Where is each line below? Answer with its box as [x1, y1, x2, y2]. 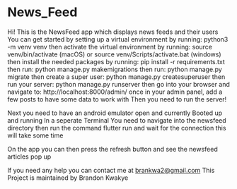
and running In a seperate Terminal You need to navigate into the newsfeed [7, 116, 226, 124]
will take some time [7, 131, 64, 140]
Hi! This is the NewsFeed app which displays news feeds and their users [7, 28, 219, 36]
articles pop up [7, 152, 52, 161]
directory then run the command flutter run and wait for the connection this [7, 123, 226, 132]
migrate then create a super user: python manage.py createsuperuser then [7, 72, 226, 81]
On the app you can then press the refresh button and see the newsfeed [7, 145, 218, 153]
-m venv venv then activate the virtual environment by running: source [7, 42, 212, 51]
